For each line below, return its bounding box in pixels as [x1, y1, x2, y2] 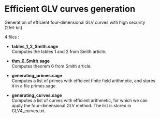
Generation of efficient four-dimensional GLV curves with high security [4, 19, 145, 25]
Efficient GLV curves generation [4, 3, 136, 15]
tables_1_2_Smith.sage [11, 43, 58, 49]
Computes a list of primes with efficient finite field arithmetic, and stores [11, 78, 156, 84]
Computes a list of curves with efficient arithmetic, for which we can [11, 97, 148, 103]
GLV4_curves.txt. [11, 108, 46, 114]
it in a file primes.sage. [11, 83, 57, 88]
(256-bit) [4, 24, 23, 30]
